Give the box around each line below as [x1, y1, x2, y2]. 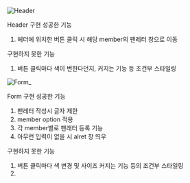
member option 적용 [16, 115, 73, 123]
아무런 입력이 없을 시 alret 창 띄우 [16, 132, 107, 141]
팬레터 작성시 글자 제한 [16, 107, 78, 114]
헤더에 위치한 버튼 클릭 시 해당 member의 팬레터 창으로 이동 [16, 35, 178, 43]
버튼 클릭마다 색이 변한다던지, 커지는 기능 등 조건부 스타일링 [16, 64, 177, 72]
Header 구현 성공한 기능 [7, 21, 72, 29]
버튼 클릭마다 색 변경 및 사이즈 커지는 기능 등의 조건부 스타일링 [16, 162, 184, 169]
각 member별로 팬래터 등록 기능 [16, 124, 104, 132]
